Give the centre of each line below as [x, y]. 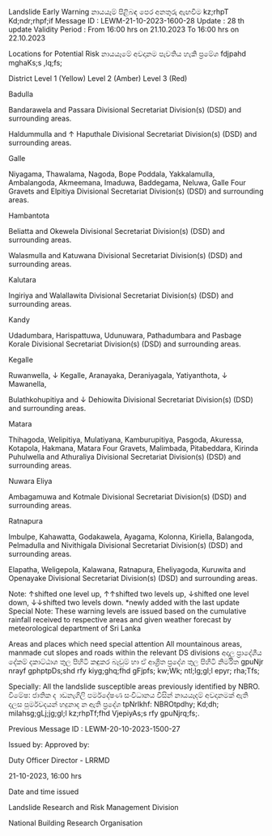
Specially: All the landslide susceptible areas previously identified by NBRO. [134, 686]
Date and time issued [44, 791]
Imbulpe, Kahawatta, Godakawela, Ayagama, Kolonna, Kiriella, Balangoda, [132, 537]
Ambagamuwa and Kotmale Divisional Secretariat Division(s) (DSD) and [127, 497]
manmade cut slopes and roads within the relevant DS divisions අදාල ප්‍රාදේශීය [135, 652]
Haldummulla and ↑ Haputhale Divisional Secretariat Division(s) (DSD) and [133, 134]
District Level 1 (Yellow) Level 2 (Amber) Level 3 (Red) [98, 79]
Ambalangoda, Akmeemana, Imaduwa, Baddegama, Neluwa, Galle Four [127, 182]
